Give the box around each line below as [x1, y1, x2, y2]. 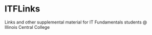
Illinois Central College [4, 24, 50, 30]
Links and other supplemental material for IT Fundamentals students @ [4, 19, 147, 25]
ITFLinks [4, 3, 40, 14]
